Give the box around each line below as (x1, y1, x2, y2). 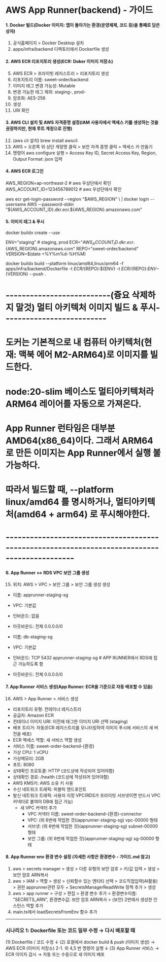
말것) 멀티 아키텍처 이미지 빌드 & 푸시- (15, 302, 161, 313)
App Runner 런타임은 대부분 (5, 422, 115, 434)
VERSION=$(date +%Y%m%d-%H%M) (5, 251, 86, 257)
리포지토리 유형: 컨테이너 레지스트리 (12, 706, 82, 712)
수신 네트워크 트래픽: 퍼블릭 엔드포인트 (12, 786, 87, 792)
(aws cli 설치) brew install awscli (12, 137, 78, 143)
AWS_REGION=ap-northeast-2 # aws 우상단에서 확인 (5, 180, 111, 186)
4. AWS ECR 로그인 (5, 168, 44, 174)
